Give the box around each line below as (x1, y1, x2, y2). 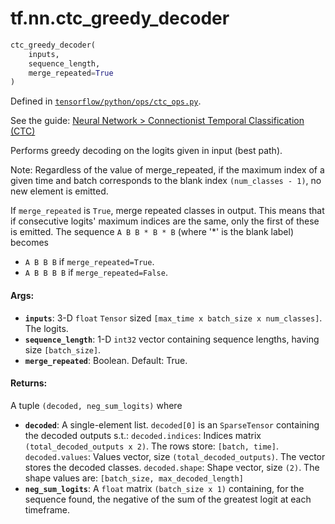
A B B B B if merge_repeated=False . (24, 267, 168, 279)
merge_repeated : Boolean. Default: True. (24, 354, 188, 366)
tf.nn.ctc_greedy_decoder (10, 7, 230, 30)
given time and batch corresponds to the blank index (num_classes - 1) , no (10, 175, 322, 187)
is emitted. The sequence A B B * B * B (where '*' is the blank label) (10, 226, 295, 238)
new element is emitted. (10, 185, 109, 197)
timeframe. (24, 503, 70, 516)
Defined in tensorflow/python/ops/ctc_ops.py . (10, 95, 202, 107)
